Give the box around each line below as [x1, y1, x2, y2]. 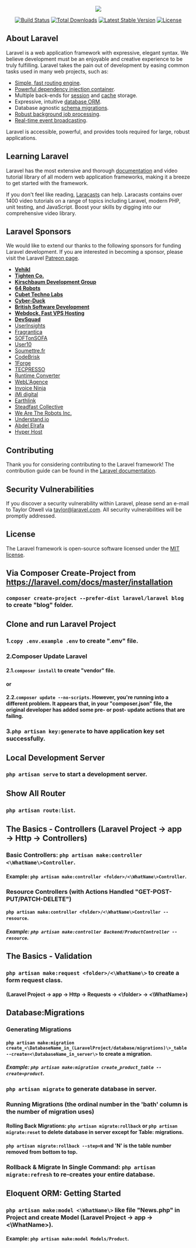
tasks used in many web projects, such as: [6, 68, 109, 75]
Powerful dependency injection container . [14, 85, 115, 92]
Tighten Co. [14, 272, 44, 279]
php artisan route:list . [6, 806, 76, 814]
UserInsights [14, 322, 46, 329]
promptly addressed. [6, 512, 57, 519]
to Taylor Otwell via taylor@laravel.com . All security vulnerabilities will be [6, 506, 183, 514]
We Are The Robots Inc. [14, 410, 72, 417]
